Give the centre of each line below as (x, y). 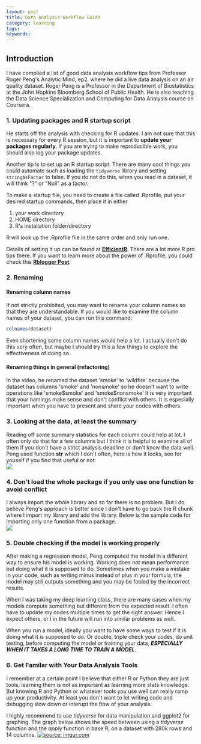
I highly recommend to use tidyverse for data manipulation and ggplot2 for (98, 715)
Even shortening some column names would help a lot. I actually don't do (97, 341)
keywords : (19, 34)
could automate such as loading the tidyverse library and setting (86, 171)
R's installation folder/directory (53, 226)
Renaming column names (38, 291)
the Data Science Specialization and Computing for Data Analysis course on (100, 98)
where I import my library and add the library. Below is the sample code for (98, 515)
